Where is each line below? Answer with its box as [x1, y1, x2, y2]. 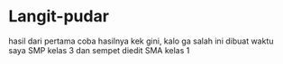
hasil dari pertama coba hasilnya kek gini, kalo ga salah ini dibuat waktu [8, 36, 274, 46]
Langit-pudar [8, 6, 110, 27]
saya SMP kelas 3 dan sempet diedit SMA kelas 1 [8, 44, 190, 55]
